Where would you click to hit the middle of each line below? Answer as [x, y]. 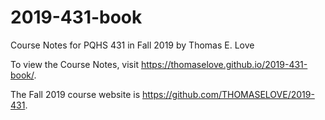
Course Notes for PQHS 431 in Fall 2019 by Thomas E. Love [132, 45]
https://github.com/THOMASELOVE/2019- [228, 94]
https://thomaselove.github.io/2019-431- [224, 64]
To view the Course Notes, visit [74, 64]
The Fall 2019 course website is [75, 94]
